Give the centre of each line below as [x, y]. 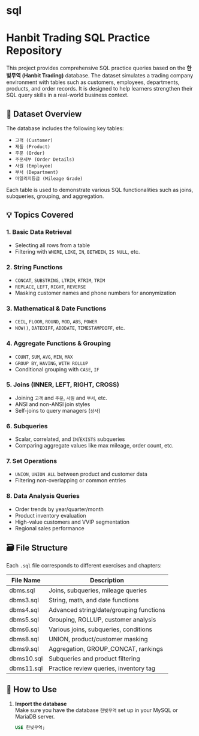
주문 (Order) [30, 153]
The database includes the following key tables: [65, 128]
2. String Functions [34, 267]
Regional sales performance [50, 528]
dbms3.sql [24, 600]
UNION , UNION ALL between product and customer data [81, 474]
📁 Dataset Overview [44, 114]
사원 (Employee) [34, 166]
